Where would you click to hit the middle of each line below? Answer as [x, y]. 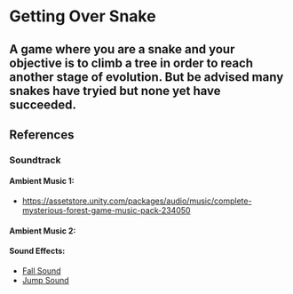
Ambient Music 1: [42, 181]
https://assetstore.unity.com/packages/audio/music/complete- [137, 201]
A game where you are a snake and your [122, 49]
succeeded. [43, 104]
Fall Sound [41, 270]
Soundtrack [35, 160]
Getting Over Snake [83, 16]
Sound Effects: [37, 251]
